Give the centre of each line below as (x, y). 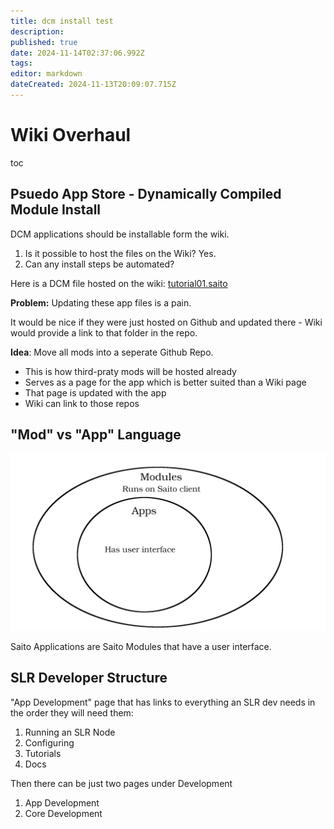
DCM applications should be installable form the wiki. (120, 234)
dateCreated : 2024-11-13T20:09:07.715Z (93, 85)
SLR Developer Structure (89, 678)
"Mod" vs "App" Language (96, 435)
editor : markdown (46, 74)
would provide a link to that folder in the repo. (104, 332)
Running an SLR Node (70, 732)
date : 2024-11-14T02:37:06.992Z (77, 53)
